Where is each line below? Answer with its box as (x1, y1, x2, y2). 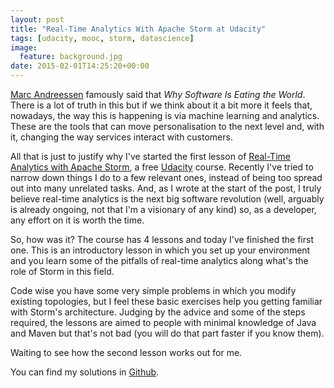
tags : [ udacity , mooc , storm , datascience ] (10, 33, 195, 43)
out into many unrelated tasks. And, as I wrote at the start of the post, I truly (10, 182, 322, 194)
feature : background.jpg (19, 52, 123, 62)
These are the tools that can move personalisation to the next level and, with (10, 121, 325, 132)
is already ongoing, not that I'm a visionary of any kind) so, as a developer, (10, 204, 317, 215)
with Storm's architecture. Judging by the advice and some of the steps (10, 306, 306, 318)
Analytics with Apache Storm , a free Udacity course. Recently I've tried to (10, 161, 314, 173)
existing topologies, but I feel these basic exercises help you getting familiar (10, 296, 323, 307)
